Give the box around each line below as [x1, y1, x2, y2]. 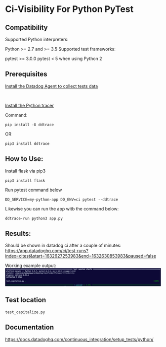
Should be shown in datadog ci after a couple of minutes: [5, 242, 122, 249]
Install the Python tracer [5, 102, 54, 108]
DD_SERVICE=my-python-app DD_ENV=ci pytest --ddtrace [5, 197, 119, 202]
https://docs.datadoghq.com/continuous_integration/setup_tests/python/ [5, 336, 154, 342]
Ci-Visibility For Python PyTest [5, 3, 134, 15]
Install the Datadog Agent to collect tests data [5, 83, 98, 89]
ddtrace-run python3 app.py [5, 216, 63, 221]
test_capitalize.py [5, 309, 45, 315]
